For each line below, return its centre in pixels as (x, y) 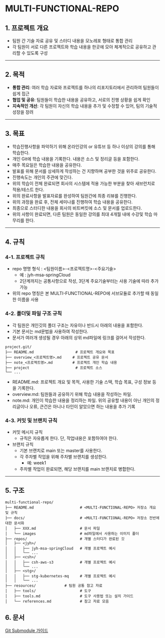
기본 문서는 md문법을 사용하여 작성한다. (50, 331)
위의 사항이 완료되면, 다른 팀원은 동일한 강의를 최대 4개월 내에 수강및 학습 (82, 214)
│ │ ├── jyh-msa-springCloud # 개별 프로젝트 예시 (60, 548)
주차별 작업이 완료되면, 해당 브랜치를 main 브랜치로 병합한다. (78, 469)
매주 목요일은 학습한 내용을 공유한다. (47, 165)
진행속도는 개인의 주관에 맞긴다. (42, 177)
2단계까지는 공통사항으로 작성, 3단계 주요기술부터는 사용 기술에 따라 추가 (89, 281)
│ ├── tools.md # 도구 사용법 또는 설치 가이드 (69, 596)
